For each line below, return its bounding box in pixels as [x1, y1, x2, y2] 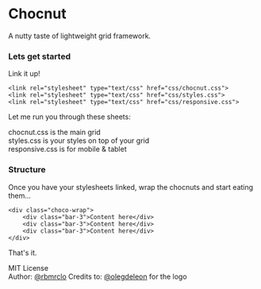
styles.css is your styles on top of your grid [8, 136, 150, 145]
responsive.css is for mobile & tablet [8, 144, 127, 154]
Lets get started [8, 51, 71, 62]
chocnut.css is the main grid [8, 128, 101, 137]
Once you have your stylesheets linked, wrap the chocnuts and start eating [8, 182, 254, 191]
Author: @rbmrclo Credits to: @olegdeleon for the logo [8, 272, 188, 281]
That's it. [8, 248, 37, 257]
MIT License [8, 263, 49, 272]
